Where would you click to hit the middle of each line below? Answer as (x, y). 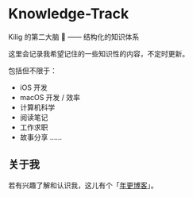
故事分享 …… (41, 137)
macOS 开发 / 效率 (50, 97)
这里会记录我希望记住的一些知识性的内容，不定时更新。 (98, 53)
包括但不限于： (33, 70)
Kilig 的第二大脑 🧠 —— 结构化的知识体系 (74, 37)
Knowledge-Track (69, 14)
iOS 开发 (33, 87)
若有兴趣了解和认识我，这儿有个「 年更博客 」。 (83, 185)
